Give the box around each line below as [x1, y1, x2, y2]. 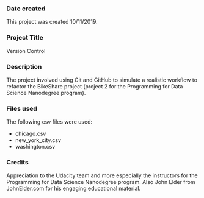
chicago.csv [15, 130, 46, 138]
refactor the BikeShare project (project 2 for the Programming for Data [6, 82, 183, 90]
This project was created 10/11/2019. [6, 18, 98, 26]
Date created [6, 4, 46, 13]
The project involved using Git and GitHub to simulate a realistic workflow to [6, 76, 197, 83]
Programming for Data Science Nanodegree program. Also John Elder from [6, 179, 195, 186]
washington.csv [15, 143, 56, 150]
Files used [6, 104, 38, 113]
